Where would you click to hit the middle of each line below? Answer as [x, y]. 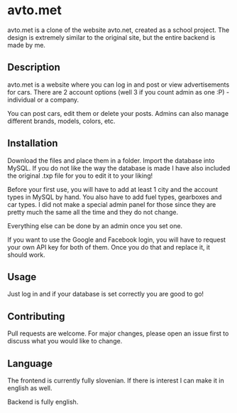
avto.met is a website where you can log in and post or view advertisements [118, 85]
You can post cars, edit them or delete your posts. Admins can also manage [118, 113]
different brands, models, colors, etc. [61, 121]
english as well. [30, 388]
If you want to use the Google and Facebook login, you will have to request [116, 240]
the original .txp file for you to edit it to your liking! [80, 176]
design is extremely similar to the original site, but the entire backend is [111, 37]
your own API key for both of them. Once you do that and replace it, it [109, 247]
